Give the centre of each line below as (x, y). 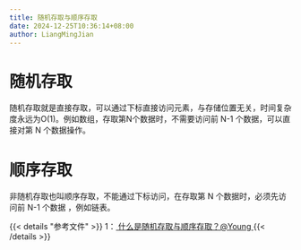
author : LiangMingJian (52, 34)
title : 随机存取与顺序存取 (54, 17)
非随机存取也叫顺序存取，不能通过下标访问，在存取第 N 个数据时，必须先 (144, 196)
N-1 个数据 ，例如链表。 (71, 208)
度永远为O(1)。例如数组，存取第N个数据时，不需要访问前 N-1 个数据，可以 (146, 119)
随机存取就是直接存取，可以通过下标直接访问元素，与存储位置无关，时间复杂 (150, 108)
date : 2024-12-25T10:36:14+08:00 (72, 26)
